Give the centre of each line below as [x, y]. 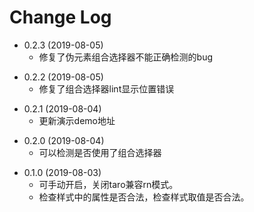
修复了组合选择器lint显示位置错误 [106, 88]
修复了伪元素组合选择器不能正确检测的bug [126, 57]
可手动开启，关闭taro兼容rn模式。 [108, 184]
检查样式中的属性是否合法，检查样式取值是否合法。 [144, 197]
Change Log [60, 17]
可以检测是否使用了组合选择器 [100, 152]
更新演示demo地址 [77, 120]
